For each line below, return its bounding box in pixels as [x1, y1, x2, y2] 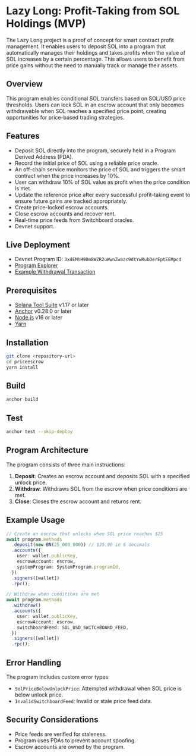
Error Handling [6, 657, 61, 667]
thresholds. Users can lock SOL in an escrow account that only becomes [6, 101, 184, 108]
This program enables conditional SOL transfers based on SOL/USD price [6, 95, 186, 102]
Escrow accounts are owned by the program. [14, 743, 125, 750]
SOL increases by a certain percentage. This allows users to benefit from [6, 55, 185, 62]
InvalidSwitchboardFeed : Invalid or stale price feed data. [14, 697, 153, 704]
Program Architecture [6, 445, 88, 456]
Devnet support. [14, 222, 55, 230]
